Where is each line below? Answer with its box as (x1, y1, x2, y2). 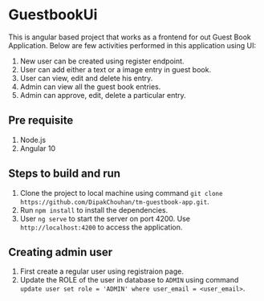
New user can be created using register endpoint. (19, 56, 185, 66)
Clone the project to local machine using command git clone (19, 188, 223, 197)
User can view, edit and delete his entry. (19, 73, 153, 83)
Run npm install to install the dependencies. (19, 205, 169, 214)
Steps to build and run (8, 167, 121, 181)
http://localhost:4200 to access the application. (19, 222, 183, 232)
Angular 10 (19, 143, 56, 153)
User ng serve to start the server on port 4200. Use (19, 214, 191, 223)
